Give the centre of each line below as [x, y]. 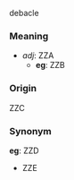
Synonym [30, 131]
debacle [24, 13]
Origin [23, 89]
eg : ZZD [24, 150]
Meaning [29, 36]
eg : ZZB [50, 65]
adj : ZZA [38, 56]
